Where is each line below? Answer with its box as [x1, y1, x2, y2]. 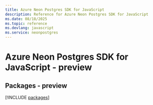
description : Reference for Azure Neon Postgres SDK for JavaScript [5, 12, 149, 17]
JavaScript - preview [5, 62, 92, 73]
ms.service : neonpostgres [5, 30, 58, 35]
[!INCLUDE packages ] [5, 95, 50, 100]
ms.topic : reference [5, 21, 48, 26]
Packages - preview [5, 81, 67, 90]
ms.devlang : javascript [5, 26, 54, 31]
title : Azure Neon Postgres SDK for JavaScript [5, 7, 105, 12]
